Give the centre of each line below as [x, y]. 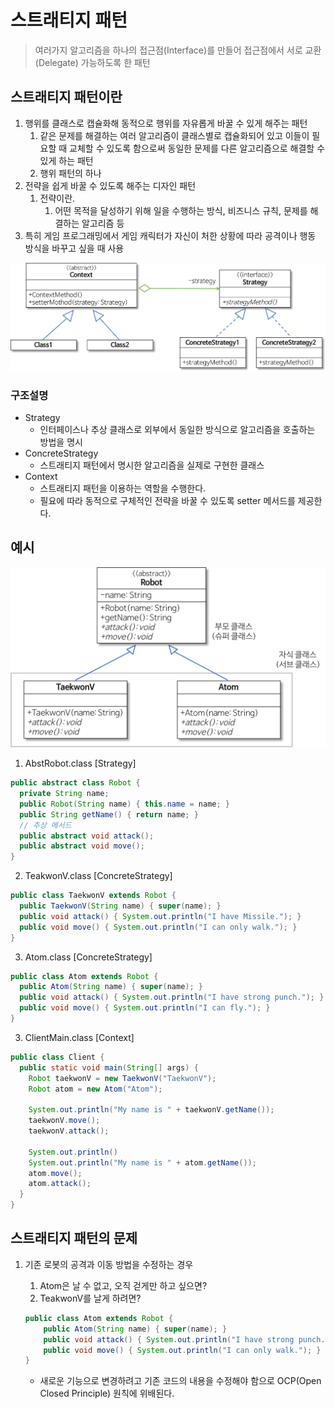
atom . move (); [55, 1173]
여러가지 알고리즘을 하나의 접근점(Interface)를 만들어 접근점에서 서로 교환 [178, 50]
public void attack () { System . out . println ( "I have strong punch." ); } [172, 997]
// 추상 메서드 [45, 825]
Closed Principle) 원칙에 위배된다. [107, 1393]
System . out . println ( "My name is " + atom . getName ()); [142, 1162]
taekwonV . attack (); [69, 1131]
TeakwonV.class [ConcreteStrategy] [98, 876]
